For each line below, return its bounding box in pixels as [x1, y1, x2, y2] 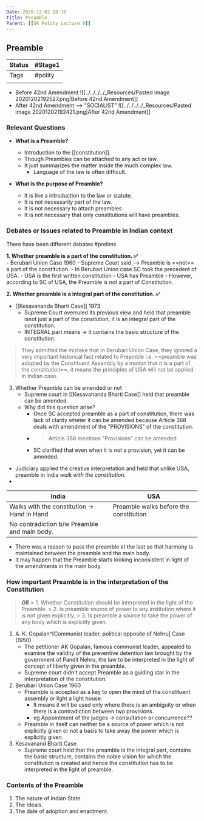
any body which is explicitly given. [21, 618, 107, 626]
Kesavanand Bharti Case [15, 740, 77, 747]
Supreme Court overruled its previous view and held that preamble [24, 308, 191, 316]
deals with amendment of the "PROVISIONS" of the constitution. [33, 423, 194, 430]
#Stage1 [34, 61, 60, 69]
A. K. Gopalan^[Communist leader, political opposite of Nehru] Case [15, 630, 185, 637]
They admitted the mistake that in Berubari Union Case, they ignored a [21, 346, 197, 353]
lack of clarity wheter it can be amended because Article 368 [33, 416, 186, 423]
